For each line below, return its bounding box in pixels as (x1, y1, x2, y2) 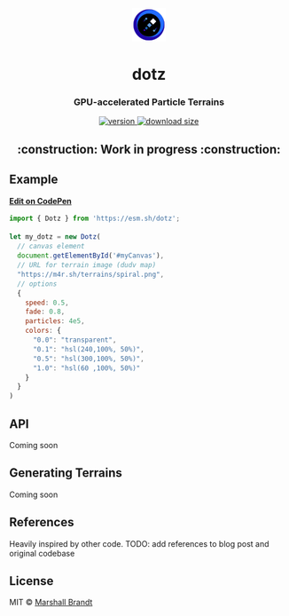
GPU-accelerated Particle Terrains (74, 96, 224, 108)
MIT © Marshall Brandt (9, 597, 93, 608)
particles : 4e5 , (25, 317, 86, 326)
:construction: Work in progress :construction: (17, 141, 281, 157)
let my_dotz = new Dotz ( (9, 233, 101, 241)
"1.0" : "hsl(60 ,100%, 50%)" (32, 363, 141, 373)
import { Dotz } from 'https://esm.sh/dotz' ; (9, 214, 180, 223)
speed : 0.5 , (25, 298, 69, 307)
